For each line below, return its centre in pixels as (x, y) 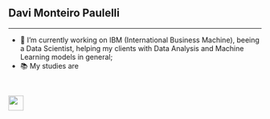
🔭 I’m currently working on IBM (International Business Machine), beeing (139, 40)
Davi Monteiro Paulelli (64, 13)
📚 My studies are (49, 65)
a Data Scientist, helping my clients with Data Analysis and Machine (132, 48)
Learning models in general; (66, 57)
